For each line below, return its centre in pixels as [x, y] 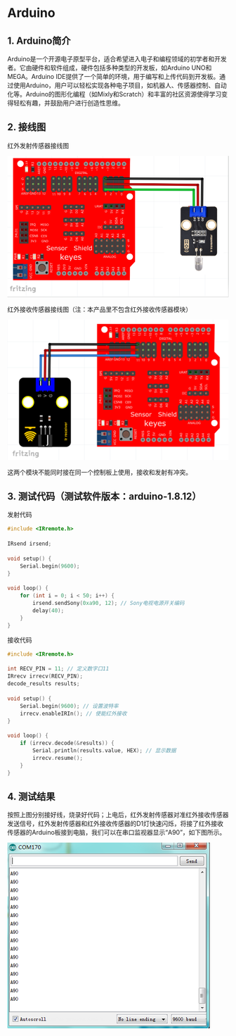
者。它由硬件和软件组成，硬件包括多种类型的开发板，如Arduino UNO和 [110, 68]
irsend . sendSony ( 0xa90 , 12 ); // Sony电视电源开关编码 [109, 604]
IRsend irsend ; [29, 544]
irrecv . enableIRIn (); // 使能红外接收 [73, 713]
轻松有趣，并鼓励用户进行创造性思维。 [68, 103]
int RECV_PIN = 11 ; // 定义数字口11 [58, 669]
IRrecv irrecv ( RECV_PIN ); [45, 676]
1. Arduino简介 [39, 40]
